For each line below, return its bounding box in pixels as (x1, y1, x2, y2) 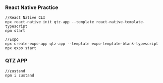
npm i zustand (5, 73, 35, 78)
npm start (5, 28, 26, 33)
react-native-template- (96, 19, 145, 25)
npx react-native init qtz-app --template (5, 19, 94, 25)
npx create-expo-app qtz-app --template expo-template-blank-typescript (5, 41, 159, 46)
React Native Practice (5, 4, 58, 11)
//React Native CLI (5, 15, 46, 20)
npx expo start (5, 46, 37, 51)
